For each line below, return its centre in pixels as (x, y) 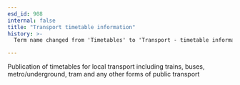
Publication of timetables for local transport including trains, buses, (106, 67)
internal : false (31, 21)
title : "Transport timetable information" (71, 27)
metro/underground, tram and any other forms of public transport (104, 74)
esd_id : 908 (25, 14)
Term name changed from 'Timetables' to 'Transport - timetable (111, 40)
